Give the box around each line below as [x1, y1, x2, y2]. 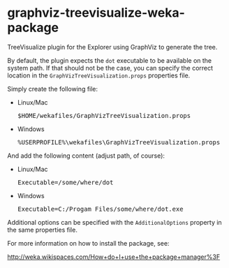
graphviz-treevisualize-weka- [7, 5, 185, 21]
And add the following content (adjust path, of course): [7, 151, 165, 160]
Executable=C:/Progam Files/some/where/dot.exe [17, 204, 184, 213]
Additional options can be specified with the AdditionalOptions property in [7, 218, 222, 226]
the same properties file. [7, 225, 78, 234]
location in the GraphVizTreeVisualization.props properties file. [7, 71, 191, 80]
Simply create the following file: [7, 84, 98, 93]
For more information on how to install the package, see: [7, 239, 170, 247]
